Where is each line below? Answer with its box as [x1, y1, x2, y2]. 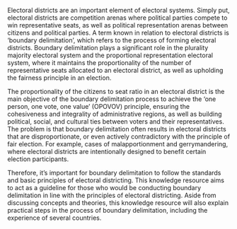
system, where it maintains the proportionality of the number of [7, 59, 192, 66]
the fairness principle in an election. [7, 74, 112, 82]
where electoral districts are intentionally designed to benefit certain [7, 148, 207, 155]
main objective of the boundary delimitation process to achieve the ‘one [7, 95, 216, 103]
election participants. [7, 155, 69, 163]
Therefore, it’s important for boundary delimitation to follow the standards [7, 169, 221, 177]
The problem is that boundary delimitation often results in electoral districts [7, 125, 226, 133]
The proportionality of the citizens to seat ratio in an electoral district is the [7, 88, 225, 95]
